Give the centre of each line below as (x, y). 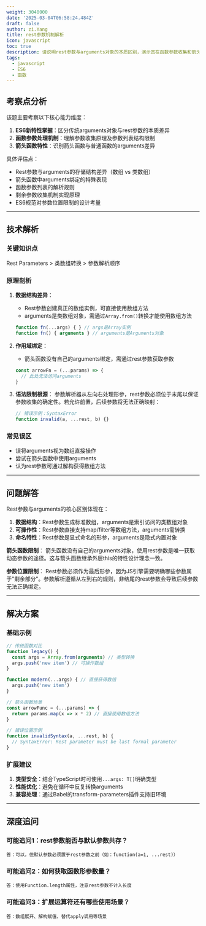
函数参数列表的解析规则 (45, 187)
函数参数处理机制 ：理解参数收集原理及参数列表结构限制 (85, 138)
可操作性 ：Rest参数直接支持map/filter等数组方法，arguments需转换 (100, 530)
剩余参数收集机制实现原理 (48, 195)
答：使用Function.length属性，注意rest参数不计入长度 (69, 885)
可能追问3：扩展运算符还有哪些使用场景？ (68, 902)
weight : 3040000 (27, 12)
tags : (13, 58)
